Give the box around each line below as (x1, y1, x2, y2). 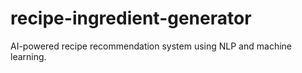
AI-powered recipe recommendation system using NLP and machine (10, 40, 292, 52)
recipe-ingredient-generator (10, 7, 252, 30)
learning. (10, 50, 47, 62)
